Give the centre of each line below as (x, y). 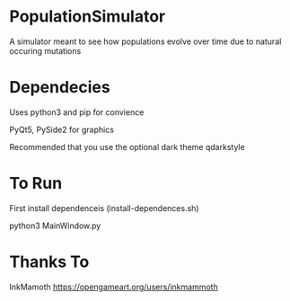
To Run (36, 184)
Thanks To (49, 261)
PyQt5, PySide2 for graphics (62, 129)
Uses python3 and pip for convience (77, 112)
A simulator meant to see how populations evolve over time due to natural (145, 41)
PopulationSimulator (88, 17)
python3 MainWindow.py (55, 226)
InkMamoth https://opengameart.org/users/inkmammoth (114, 287)
